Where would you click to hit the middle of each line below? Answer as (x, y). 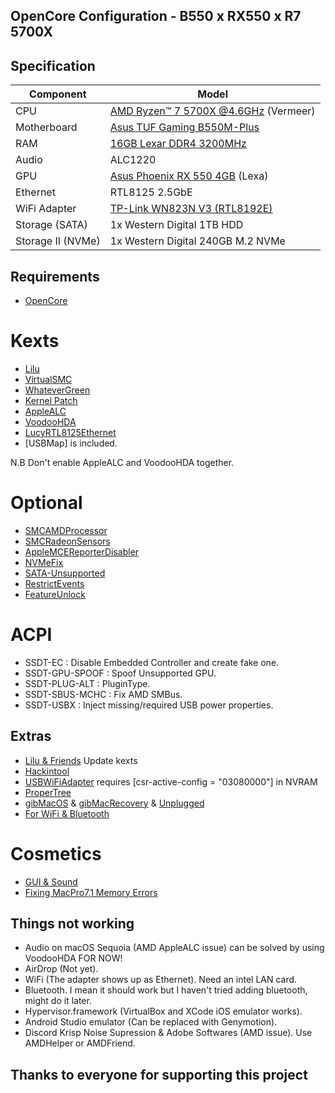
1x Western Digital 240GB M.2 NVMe (197, 241)
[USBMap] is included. (71, 443)
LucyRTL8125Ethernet (70, 432)
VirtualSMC (48, 379)
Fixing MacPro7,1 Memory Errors (91, 892)
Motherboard (46, 127)
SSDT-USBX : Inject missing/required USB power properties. (149, 705)
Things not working (72, 923)
